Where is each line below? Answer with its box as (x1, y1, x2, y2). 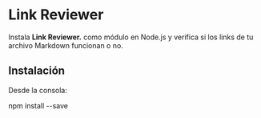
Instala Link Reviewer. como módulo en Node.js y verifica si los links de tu (8, 32, 254, 42)
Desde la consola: (8, 85, 68, 95)
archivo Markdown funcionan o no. (8, 40, 124, 50)
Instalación (8, 64, 66, 78)
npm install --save (8, 100, 69, 110)
